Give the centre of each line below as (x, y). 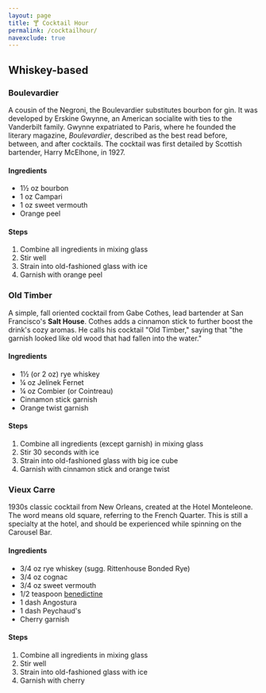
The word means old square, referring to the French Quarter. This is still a (128, 516)
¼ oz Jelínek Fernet (52, 382)
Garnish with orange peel (61, 274)
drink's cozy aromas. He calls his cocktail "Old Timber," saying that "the (126, 329)
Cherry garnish (44, 619)
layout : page (30, 16)
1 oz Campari (41, 197)
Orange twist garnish (54, 407)
